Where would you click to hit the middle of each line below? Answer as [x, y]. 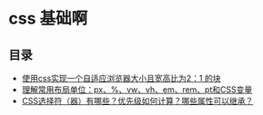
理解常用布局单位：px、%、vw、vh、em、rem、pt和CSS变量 [137, 90]
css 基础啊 [48, 19]
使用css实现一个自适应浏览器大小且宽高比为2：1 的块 [121, 78]
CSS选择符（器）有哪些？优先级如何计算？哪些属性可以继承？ [137, 101]
